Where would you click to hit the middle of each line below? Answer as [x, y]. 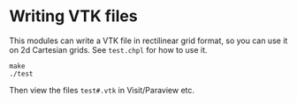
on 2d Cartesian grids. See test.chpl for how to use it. [108, 49]
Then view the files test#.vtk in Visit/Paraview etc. [102, 90]
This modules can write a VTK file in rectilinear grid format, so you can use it [148, 40]
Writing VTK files [74, 16]
